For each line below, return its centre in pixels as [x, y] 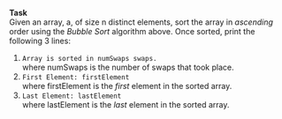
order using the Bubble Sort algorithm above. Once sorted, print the [132, 31]
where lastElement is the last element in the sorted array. [126, 104]
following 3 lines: [40, 41]
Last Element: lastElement [72, 96]
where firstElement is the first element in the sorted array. [127, 86]
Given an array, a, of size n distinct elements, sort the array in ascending [141, 22]
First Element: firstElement [76, 78]
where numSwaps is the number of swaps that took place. [128, 67]
